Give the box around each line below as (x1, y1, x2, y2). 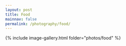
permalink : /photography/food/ (5, 21, 71, 26)
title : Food (5, 12, 30, 17)
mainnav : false (5, 16, 37, 21)
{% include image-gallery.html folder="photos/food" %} (5, 35, 121, 41)
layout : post (5, 7, 33, 12)
